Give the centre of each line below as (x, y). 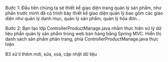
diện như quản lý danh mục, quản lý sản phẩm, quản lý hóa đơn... (73, 18)
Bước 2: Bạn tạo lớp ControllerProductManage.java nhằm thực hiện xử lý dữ (83, 28)
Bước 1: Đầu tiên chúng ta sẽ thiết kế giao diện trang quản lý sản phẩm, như (83, 8)
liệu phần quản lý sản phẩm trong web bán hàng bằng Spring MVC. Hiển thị (83, 34)
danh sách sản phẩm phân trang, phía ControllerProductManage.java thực (82, 39)
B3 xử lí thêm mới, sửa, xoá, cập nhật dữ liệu (51, 54)
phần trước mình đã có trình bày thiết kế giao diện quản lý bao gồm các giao (84, 13)
